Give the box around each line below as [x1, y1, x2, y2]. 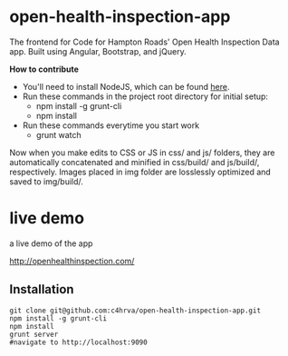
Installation [9, 282, 74, 297]
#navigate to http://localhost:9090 [9, 338, 148, 347]
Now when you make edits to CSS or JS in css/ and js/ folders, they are [9, 147, 275, 158]
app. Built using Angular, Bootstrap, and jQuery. [9, 45, 187, 56]
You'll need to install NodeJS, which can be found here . [22, 81, 230, 92]
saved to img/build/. [9, 175, 84, 187]
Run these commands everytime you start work [22, 120, 200, 131]
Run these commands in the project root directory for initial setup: [22, 91, 269, 102]
